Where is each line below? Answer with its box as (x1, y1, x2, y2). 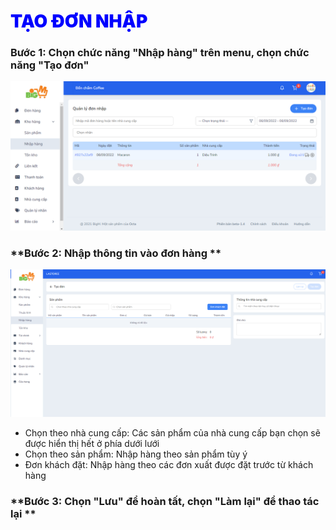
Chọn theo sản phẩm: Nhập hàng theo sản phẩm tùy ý (24, 448, 248, 460)
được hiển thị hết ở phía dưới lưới (24, 437, 160, 449)
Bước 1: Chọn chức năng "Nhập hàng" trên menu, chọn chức (10, 46, 310, 60)
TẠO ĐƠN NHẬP (10, 10, 148, 33)
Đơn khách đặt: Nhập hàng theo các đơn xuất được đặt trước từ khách (24, 458, 314, 470)
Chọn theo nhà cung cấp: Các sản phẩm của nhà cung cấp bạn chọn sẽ (24, 426, 321, 439)
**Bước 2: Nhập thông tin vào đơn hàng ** (10, 246, 222, 260)
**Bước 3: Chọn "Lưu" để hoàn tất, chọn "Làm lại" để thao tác (10, 494, 320, 508)
